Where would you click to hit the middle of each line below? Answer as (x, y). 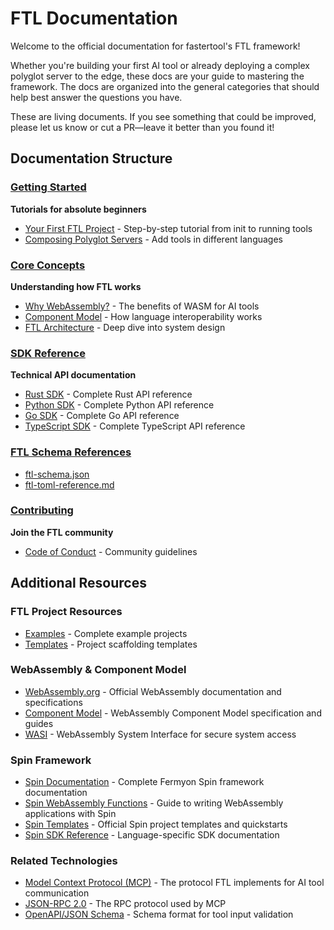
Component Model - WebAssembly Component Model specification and (173, 713)
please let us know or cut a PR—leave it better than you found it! (142, 127)
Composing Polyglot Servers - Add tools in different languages (153, 239)
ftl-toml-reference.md (69, 484)
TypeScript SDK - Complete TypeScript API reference (135, 426)
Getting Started (48, 187)
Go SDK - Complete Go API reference (102, 416)
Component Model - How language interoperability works (143, 316)
